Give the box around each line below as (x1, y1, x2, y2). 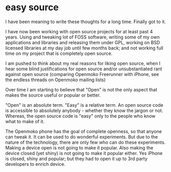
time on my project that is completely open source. (5, 50, 113, 56)
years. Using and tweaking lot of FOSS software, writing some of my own (5, 34, 160, 40)
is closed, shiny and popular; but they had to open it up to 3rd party (5, 156, 147, 162)
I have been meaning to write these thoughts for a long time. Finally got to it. (5, 18, 166, 25)
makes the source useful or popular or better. (5, 92, 101, 98)
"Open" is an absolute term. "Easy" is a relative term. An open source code (5, 102, 164, 108)
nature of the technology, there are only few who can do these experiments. (5, 139, 166, 145)
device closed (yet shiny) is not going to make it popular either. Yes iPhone (5, 150, 163, 156)
